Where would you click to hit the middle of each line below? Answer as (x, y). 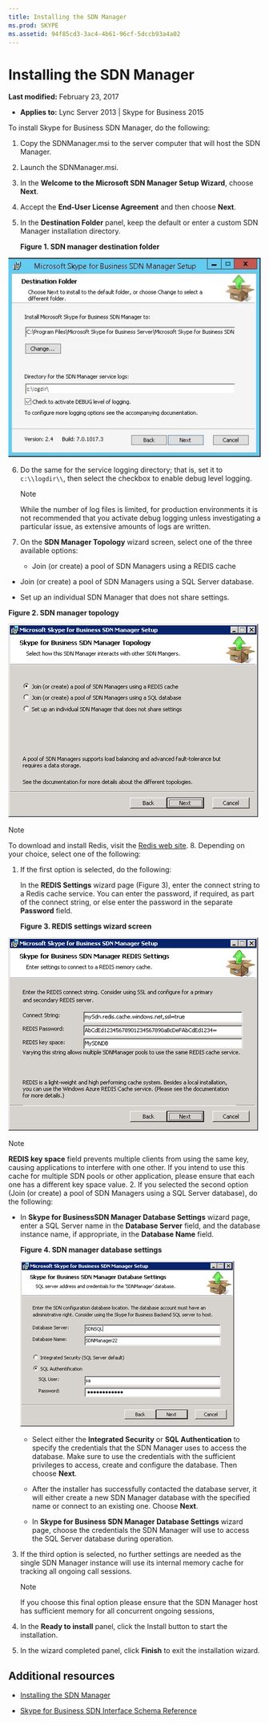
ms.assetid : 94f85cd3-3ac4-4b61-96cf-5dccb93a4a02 (94, 34)
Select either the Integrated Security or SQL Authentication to (136, 1440)
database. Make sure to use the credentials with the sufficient (134, 1457)
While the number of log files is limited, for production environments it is (139, 510)
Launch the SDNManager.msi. (69, 168)
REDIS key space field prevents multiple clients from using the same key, (129, 1159)
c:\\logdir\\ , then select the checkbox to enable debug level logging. (136, 478)
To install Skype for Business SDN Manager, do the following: (109, 128)
